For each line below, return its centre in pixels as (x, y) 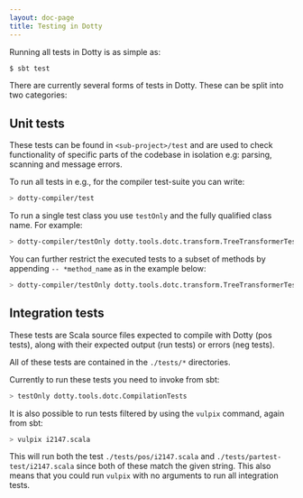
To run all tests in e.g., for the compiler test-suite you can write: (127, 182)
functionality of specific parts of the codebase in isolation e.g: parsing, (141, 155)
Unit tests (37, 123)
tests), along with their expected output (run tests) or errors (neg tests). (142, 345)
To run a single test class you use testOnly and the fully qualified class (141, 216)
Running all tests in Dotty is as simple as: (85, 51)
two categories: (38, 95)
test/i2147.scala (42, 467)
